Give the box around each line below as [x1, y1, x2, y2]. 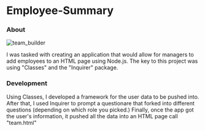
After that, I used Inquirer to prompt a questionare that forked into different [6, 99, 195, 107]
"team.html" [6, 119, 37, 126]
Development [6, 79, 48, 88]
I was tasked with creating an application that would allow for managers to [6, 51, 195, 58]
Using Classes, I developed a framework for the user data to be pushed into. [6, 93, 199, 101]
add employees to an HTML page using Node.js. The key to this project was [6, 57, 198, 65]
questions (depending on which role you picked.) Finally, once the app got [6, 106, 195, 113]
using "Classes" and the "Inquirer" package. [6, 64, 118, 71]
